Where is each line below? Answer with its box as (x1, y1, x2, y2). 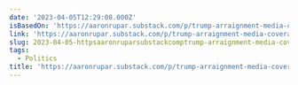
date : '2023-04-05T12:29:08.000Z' (9, 12, 137, 22)
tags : (9, 46, 29, 55)
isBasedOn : (9, 21, 50, 30)
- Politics (17, 54, 58, 63)
